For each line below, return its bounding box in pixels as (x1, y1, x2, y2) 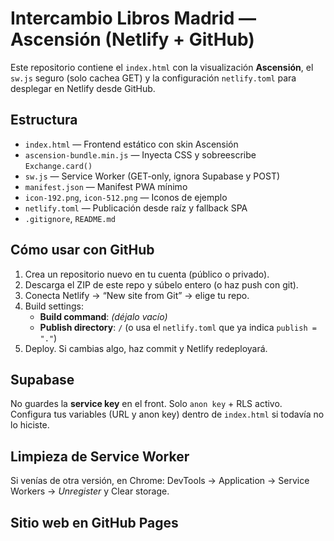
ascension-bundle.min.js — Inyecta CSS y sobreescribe (24, 148, 257, 161)
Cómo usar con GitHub (10, 242, 155, 259)
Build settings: (24, 300, 84, 312)
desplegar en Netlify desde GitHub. (10, 82, 156, 94)
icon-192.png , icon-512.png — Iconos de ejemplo (24, 191, 228, 203)
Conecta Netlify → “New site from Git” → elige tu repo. (24, 289, 250, 301)
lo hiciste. (10, 419, 50, 431)
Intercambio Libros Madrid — (10, 7, 257, 30)
